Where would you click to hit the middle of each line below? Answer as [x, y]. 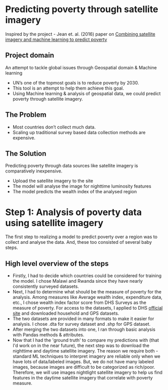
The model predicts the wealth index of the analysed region [75, 192]
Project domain [30, 55]
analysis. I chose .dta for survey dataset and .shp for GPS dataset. [81, 324]
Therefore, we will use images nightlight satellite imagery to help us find [88, 372]
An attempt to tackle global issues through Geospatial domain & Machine [81, 67]
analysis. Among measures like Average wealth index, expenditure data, [88, 297]
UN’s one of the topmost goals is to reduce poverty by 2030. [76, 82]
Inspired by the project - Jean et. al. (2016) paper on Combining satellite [80, 34]
